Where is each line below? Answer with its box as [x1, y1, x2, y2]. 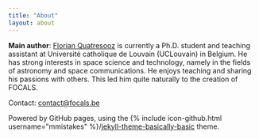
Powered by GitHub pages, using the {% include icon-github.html [8, 113, 222, 122]
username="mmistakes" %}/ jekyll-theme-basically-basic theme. [8, 122, 220, 131]
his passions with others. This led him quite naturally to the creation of [8, 74, 238, 84]
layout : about [8, 19, 56, 27]
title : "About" [8, 11, 59, 20]
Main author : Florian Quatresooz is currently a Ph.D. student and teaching [8, 40, 251, 50]
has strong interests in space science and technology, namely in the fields [8, 57, 251, 67]
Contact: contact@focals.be [8, 98, 100, 107]
